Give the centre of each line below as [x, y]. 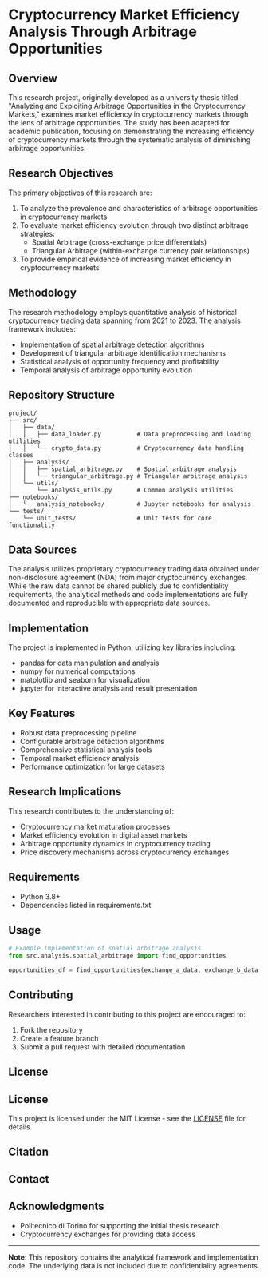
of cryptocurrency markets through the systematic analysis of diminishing [130, 140]
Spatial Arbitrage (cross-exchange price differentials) [119, 242]
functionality [32, 525]
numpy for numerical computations [77, 671]
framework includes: [42, 328]
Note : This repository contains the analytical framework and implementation [134, 1257]
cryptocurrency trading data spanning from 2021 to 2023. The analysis [124, 320]
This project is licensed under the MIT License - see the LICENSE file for [127, 1118]
